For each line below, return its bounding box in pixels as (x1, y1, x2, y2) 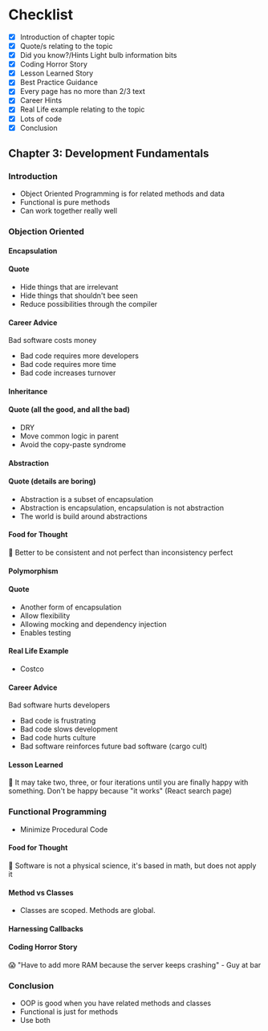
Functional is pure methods (19, 198, 111, 207)
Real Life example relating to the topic (19, 104, 145, 114)
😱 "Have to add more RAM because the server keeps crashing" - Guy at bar (8, 960, 262, 969)
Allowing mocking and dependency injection (19, 619, 167, 629)
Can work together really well (19, 206, 118, 216)
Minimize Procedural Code (19, 825, 108, 834)
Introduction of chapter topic (19, 32, 116, 42)
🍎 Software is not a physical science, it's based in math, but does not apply (8, 861, 257, 870)
